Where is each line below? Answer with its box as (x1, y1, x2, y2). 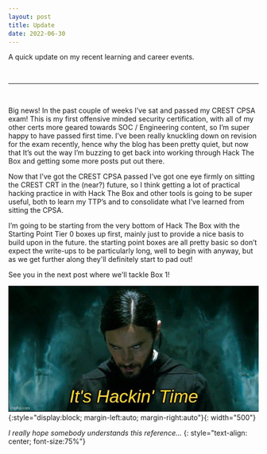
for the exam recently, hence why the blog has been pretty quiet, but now (8, 140, 249, 149)
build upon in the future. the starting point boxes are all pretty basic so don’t (8, 238, 257, 248)
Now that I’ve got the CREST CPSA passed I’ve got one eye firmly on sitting (8, 171, 255, 182)
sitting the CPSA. (8, 206, 64, 215)
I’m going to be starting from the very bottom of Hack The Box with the (8, 221, 240, 230)
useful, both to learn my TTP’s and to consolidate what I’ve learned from (8, 197, 245, 206)
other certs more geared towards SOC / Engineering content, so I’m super (8, 123, 250, 133)
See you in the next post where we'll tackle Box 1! (8, 270, 170, 279)
